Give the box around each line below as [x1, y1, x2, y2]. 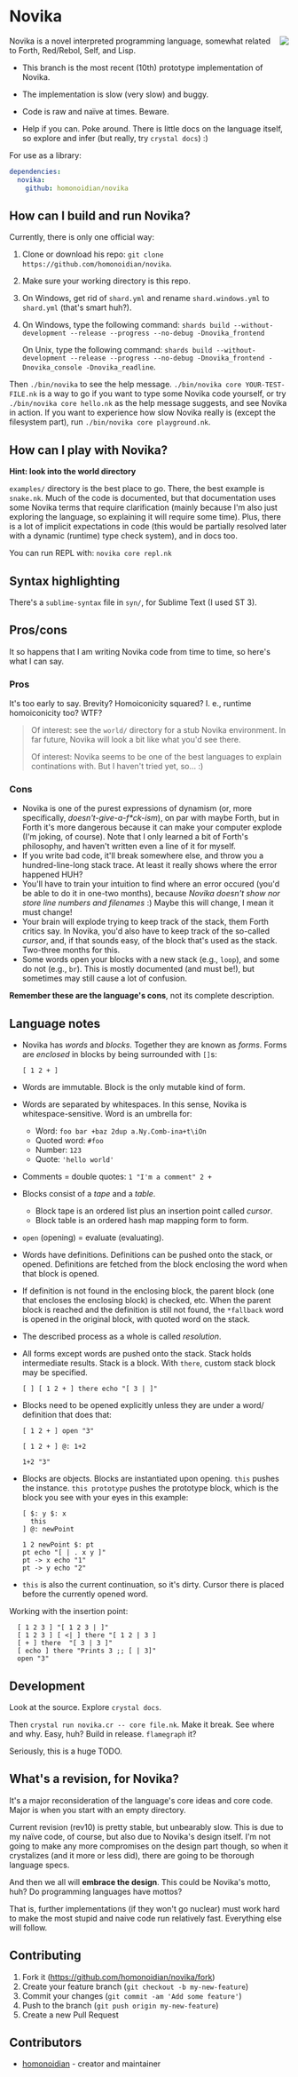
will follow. [9, 1922, 48, 1933]
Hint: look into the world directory [9, 466, 137, 477]
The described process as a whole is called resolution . [21, 1331, 222, 1342]
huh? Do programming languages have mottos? [9, 1886, 183, 1897]
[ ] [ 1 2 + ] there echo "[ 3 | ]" [21, 1384, 158, 1394]
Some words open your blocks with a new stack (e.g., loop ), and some [21, 954, 280, 965]
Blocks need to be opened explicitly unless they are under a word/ [21, 1400, 264, 1411]
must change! [21, 907, 73, 918]
